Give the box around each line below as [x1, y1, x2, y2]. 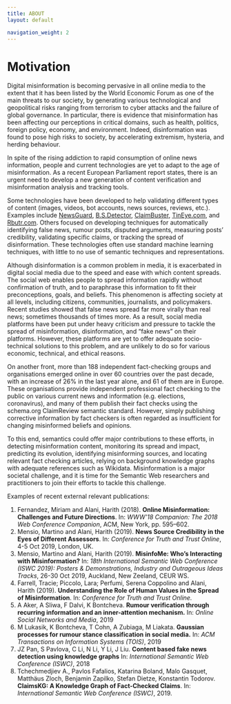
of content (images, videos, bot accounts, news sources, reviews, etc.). [7, 204, 210, 212]
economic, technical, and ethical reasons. [7, 350, 125, 358]
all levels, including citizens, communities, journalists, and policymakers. [7, 298, 212, 306]
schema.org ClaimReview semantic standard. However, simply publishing [7, 407, 215, 415]
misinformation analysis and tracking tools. [7, 183, 129, 191]
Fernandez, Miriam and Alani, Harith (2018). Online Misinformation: [17, 506, 210, 514]
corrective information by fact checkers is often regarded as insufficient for [7, 414, 221, 422]
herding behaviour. [7, 140, 61, 149]
